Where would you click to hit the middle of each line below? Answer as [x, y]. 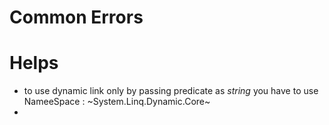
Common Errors [76, 17]
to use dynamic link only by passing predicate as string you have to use [171, 91]
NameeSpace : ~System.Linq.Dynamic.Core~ [117, 102]
